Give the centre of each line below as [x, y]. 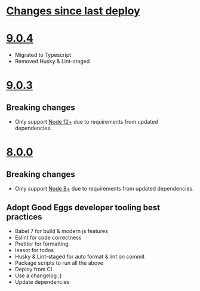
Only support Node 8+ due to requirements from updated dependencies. [104, 189]
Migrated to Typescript [43, 55]
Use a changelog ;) [38, 275]
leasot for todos [34, 250]
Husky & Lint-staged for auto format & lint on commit [80, 256]
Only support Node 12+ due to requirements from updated [86, 122]
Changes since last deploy [73, 11]
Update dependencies [42, 281]
